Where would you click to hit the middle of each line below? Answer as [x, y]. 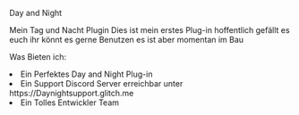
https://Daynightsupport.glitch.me [72, 93]
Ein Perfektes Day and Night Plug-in [87, 74]
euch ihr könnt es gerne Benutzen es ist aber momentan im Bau [127, 40]
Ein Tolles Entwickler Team [70, 103]
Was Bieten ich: [38, 57]
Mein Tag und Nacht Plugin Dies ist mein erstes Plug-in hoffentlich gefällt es [149, 30]
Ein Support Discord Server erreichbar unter [102, 83]
